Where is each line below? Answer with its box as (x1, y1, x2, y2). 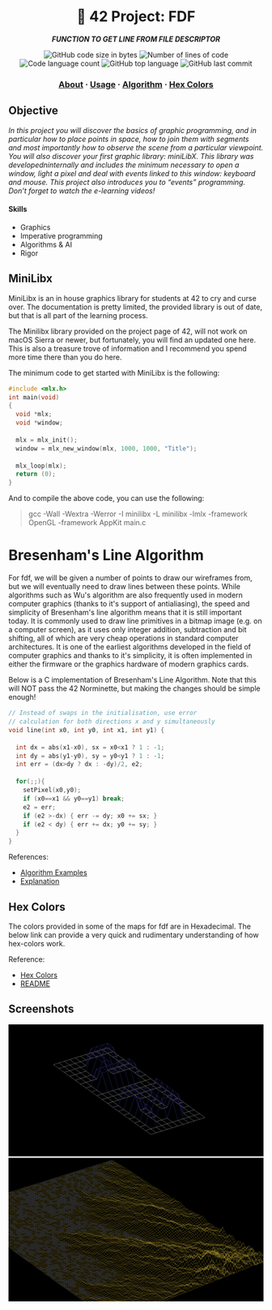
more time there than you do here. (8, 352, 122, 362)
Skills (8, 205, 28, 214)
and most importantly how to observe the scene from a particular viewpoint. (8, 142, 264, 153)
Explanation (19, 877, 60, 886)
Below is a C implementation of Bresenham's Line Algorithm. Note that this (8, 675, 257, 685)
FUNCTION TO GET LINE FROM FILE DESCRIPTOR (51, 34, 221, 44)
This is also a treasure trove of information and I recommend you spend (8, 343, 247, 353)
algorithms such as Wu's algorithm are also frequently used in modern (8, 590, 243, 600)
